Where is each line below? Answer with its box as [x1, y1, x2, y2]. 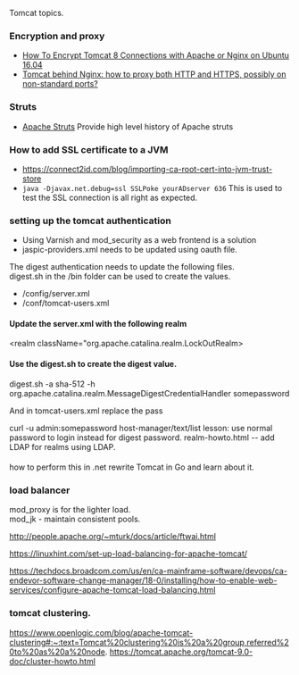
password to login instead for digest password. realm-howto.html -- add [9, 432, 275, 443]
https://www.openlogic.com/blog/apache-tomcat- [9, 627, 194, 637]
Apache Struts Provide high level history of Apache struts [21, 121, 234, 132]
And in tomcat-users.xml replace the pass [9, 405, 163, 416]
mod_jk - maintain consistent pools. [9, 513, 141, 525]
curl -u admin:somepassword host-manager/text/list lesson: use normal [9, 422, 273, 433]
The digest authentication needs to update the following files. [9, 262, 235, 272]
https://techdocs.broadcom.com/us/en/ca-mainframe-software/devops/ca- [9, 566, 288, 577]
